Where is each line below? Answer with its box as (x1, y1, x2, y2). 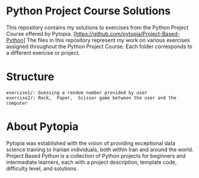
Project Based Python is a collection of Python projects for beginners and (6, 152, 186, 159)
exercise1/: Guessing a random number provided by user (6, 89, 147, 96)
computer (6, 100, 28, 106)
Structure (6, 70, 55, 84)
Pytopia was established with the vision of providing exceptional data (6, 139, 176, 146)
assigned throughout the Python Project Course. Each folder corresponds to (6, 43, 193, 50)
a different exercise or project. (6, 49, 80, 56)
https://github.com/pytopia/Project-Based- (75, 30, 180, 37)
